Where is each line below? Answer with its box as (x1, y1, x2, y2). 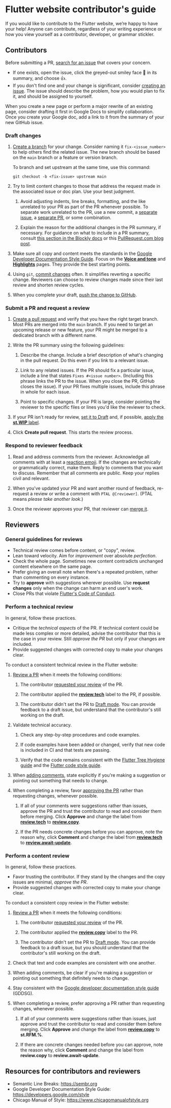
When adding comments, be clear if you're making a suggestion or (12, 970, 153, 976)
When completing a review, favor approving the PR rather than (12, 787, 144, 793)
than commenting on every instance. (12, 574, 90, 581)
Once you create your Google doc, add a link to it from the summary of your (5, 113, 164, 120)
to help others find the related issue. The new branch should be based (12, 149, 160, 155)
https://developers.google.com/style (12, 1091, 90, 1097)
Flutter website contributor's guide (5, 4, 156, 15)
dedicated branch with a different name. (12, 332, 97, 338)
